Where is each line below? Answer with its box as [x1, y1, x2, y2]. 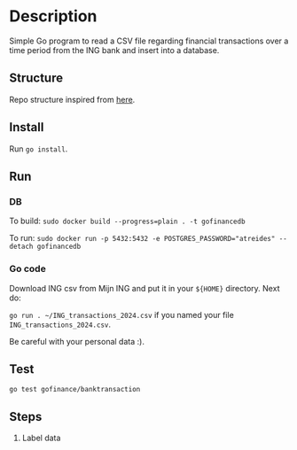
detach [9, 242, 34, 252]
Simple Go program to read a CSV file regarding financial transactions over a [9, 35, 289, 46]
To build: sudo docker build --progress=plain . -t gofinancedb [9, 215, 246, 227]
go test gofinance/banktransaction [9, 385, 141, 394]
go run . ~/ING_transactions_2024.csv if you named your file [9, 309, 235, 320]
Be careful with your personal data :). [9, 336, 145, 346]
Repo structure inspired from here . [9, 94, 136, 105]
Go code [9, 263, 46, 275]
